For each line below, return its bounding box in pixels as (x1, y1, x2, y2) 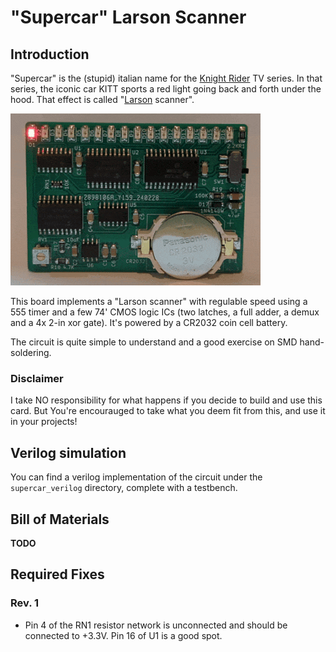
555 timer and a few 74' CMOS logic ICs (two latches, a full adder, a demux (10, 306, 320, 318)
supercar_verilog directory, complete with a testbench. (10, 482, 238, 494)
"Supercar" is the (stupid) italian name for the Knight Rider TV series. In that (10, 72, 323, 84)
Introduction (10, 46, 90, 63)
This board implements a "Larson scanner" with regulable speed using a (10, 296, 308, 307)
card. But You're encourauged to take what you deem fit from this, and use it (10, 405, 326, 417)
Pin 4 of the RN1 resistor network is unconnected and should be (24, 619, 288, 631)
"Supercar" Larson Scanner (10, 6, 247, 29)
